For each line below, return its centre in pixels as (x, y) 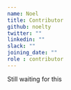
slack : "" (22, 46)
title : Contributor (35, 20)
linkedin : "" (26, 40)
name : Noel (23, 14)
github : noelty (29, 27)
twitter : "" (24, 33)
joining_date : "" (32, 53)
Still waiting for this (35, 79)
